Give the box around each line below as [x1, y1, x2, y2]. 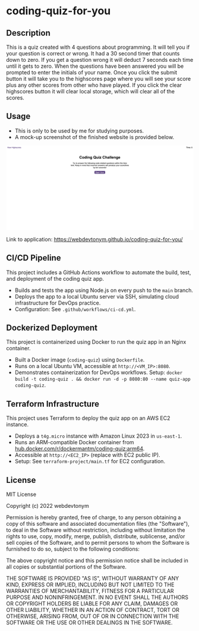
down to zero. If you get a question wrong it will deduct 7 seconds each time [6, 56, 194, 63]
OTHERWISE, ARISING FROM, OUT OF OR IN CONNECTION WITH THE [6, 613, 179, 620]
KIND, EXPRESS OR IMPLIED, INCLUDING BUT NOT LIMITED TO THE [6, 581, 175, 588]
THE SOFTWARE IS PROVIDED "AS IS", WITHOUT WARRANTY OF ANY [6, 575, 179, 582]
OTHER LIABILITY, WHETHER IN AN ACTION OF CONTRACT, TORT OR [6, 606, 179, 613]
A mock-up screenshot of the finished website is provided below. [14, 133, 174, 140]
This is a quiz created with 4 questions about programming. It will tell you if [6, 43, 190, 51]
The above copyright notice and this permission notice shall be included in [6, 557, 188, 564]
